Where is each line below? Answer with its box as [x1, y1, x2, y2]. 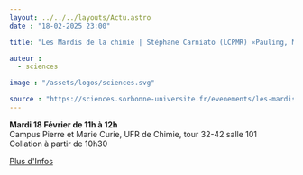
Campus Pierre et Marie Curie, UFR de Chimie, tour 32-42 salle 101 [9, 128, 257, 139]
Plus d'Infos [9, 155, 54, 166]
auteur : [9, 54, 42, 63]
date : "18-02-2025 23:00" [9, 22, 111, 31]
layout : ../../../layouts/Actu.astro [9, 13, 151, 22]
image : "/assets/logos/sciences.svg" [9, 78, 155, 88]
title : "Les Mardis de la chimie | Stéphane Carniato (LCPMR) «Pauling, [9, 38, 289, 47]
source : [9, 95, 42, 104]
